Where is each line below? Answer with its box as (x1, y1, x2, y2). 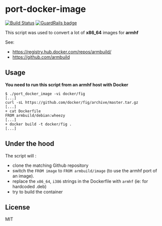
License (5, 203, 30, 212)
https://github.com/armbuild (12, 54, 70, 60)
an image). (12, 173, 35, 179)
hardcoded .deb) (12, 183, 47, 189)
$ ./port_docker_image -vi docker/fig (5, 91, 85, 96)
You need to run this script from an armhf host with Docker (5, 81, 129, 87)
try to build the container (12, 189, 63, 195)
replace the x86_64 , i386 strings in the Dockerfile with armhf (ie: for (12, 178, 148, 184)
